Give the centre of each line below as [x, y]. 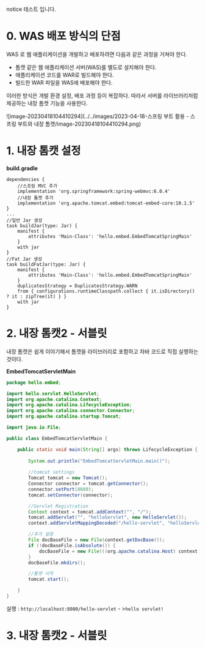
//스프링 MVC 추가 [38, 186]
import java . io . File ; [34, 428]
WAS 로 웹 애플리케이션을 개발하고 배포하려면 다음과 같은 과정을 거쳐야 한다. [97, 54]
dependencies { [26, 179]
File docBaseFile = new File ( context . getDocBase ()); [97, 540]
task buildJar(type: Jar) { [42, 226]
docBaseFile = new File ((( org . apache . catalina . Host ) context [118, 551]
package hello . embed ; [34, 383]
